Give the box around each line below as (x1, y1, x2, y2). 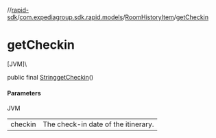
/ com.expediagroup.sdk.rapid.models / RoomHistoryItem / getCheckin (16, 13, 209, 21)
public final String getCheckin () (7, 73, 94, 81)
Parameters (7, 89, 41, 97)
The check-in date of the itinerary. (43, 119, 154, 129)
